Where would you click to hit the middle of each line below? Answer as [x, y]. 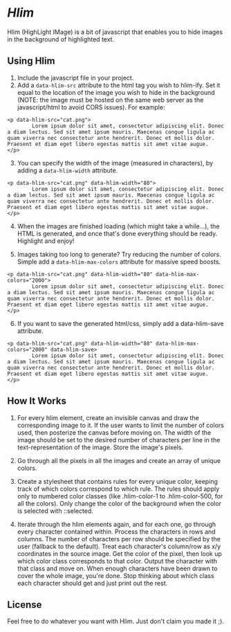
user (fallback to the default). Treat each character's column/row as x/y [119, 546]
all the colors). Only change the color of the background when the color [119, 503]
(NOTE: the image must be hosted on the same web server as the [110, 100]
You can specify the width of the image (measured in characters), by [115, 163]
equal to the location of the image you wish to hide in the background [116, 92]
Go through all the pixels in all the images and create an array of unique [119, 460]
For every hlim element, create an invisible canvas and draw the [108, 417]
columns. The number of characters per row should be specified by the [119, 539]
